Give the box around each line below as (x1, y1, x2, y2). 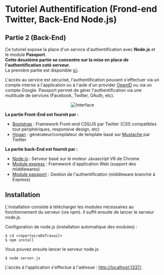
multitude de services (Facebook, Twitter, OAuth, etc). (5, 92, 114, 98)
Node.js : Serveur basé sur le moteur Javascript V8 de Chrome (12, 156, 140, 162)
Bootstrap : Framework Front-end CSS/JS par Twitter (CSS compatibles (12, 121, 157, 127)
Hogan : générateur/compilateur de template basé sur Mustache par (12, 132, 151, 137)
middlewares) (12, 166, 40, 172)
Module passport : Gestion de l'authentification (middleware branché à (12, 171, 156, 177)
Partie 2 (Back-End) (5, 33, 66, 42)
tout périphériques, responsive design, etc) (12, 126, 100, 132)
